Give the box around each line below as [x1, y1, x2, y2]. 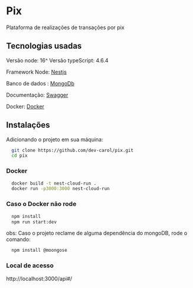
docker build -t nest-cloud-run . [11, 180, 96, 186]
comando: [6, 236, 31, 243]
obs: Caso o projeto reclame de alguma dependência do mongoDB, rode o [6, 230, 188, 237]
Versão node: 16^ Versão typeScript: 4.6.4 [6, 56, 109, 64]
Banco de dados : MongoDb [6, 80, 75, 87]
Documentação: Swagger [6, 91, 69, 99]
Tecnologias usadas [6, 41, 82, 51]
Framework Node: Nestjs [6, 68, 67, 75]
